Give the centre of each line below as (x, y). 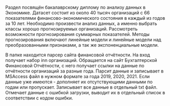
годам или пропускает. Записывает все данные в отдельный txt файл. (81, 87)
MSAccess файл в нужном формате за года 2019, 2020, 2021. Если (78, 76)
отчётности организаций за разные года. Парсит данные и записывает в (84, 71)
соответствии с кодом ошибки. (39, 98)
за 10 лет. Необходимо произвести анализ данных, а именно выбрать (81, 23)
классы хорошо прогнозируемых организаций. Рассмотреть (72, 29)
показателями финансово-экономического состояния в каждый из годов (85, 18)
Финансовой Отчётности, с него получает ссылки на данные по (75, 66)
